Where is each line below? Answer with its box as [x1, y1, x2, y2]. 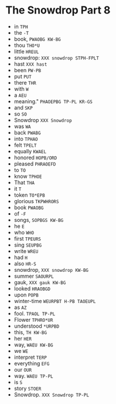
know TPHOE [13, 173, 42, 180]
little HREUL [13, 48, 39, 55]
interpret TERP [13, 353, 47, 361]
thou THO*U [13, 42, 40, 49]
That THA [13, 179, 35, 186]
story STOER [13, 385, 42, 392]
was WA [13, 123, 31, 130]
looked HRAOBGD [13, 285, 51, 292]
